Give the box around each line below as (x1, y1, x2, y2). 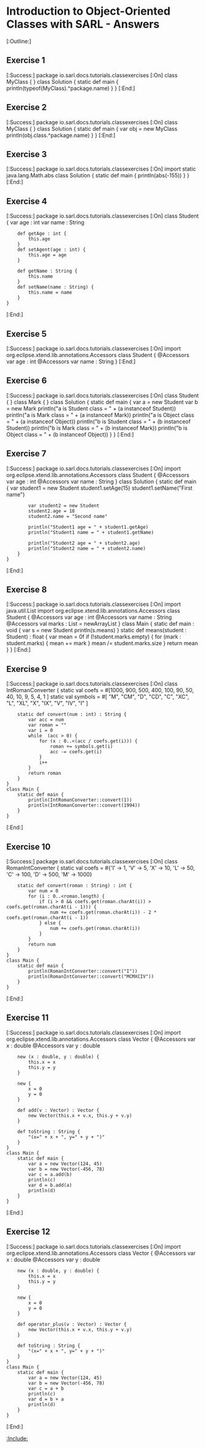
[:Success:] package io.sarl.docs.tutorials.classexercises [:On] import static (6, 165, 196, 172)
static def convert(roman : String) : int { (17, 882, 132, 889)
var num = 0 (28, 888, 59, 894)
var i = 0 (28, 728, 53, 734)
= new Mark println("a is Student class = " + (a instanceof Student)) (6, 405, 176, 412)
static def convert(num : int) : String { (17, 711, 127, 718)
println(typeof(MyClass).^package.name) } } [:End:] (6, 84, 135, 92)
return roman (28, 770, 62, 777)
